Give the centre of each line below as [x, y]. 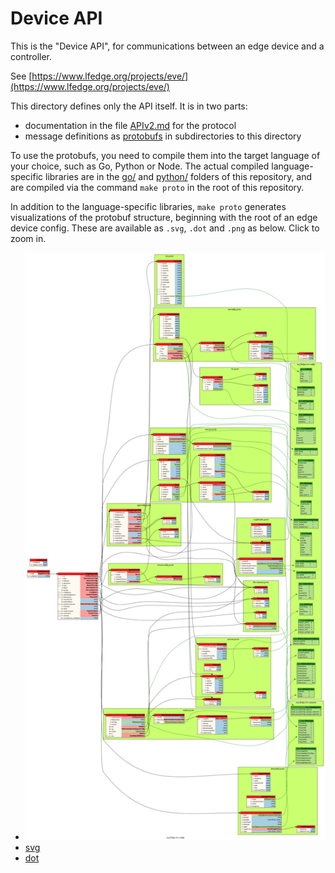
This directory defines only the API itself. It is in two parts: [129, 106]
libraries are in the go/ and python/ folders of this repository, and [179, 176]
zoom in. [28, 238]
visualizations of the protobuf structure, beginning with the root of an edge [164, 217]
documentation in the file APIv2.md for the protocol [130, 125]
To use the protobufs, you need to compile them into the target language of [165, 155]
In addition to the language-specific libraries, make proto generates [148, 206]
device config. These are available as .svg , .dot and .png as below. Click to [165, 228]
